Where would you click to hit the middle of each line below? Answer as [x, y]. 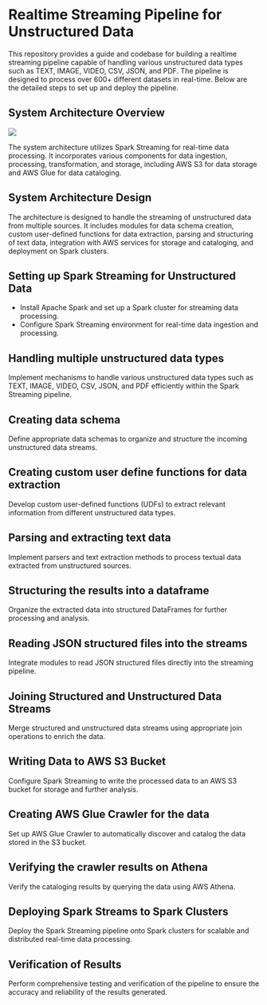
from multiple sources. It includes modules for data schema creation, [121, 225]
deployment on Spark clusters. [59, 251]
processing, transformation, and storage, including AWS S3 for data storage [133, 164]
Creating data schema [65, 420]
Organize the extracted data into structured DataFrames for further [118, 610]
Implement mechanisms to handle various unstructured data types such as [131, 378]
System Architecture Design [80, 198]
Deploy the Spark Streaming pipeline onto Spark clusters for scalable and [129, 931]
